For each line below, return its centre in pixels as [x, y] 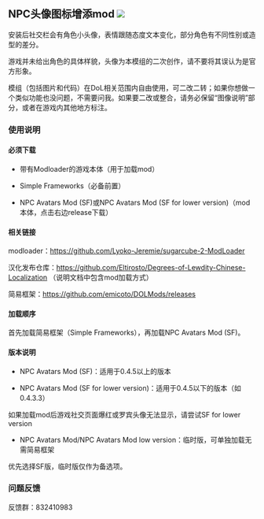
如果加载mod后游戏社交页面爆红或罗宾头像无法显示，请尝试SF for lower [125, 414]
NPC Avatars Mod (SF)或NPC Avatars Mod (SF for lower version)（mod [135, 202]
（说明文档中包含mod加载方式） [101, 277]
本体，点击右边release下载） [66, 212]
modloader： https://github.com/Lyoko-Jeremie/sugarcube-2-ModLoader [126, 251]
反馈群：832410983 [40, 507]
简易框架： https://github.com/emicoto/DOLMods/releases [102, 295]
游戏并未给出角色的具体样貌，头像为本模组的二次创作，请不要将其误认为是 [128, 61]
